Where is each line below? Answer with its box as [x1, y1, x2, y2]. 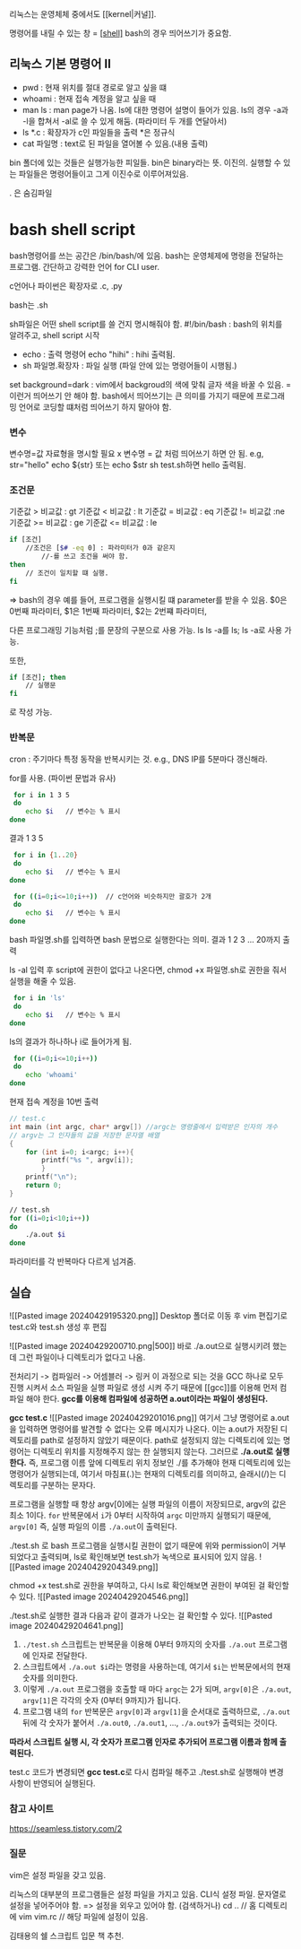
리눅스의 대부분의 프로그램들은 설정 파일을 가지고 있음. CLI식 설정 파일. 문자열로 [9, 1888, 287, 1900]
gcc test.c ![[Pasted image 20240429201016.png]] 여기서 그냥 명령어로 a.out [9, 1412, 289, 1423]
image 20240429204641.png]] [9, 1620, 124, 1631]
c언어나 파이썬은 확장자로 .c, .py [9, 280, 123, 291]
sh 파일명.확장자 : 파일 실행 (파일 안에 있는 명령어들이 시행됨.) [21, 360, 237, 370]
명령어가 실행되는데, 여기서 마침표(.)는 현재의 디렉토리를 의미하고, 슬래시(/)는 [9, 1468, 278, 1479]
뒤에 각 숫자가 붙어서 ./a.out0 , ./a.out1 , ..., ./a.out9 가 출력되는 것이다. [21, 1717, 278, 1727]
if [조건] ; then [9, 673, 66, 682]
